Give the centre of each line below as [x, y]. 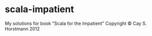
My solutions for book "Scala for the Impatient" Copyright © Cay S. [76, 23]
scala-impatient [40, 9]
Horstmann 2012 [22, 28]
